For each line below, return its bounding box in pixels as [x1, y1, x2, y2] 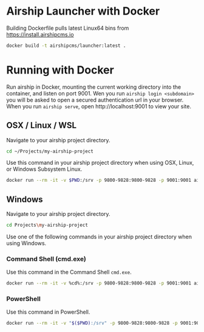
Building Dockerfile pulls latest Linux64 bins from [6, 24, 129, 32]
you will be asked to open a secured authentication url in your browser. [6, 96, 184, 103]
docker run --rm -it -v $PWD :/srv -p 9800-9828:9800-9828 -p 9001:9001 [6, 178, 191, 184]
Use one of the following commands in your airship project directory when [6, 233, 192, 240]
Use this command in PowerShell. [6, 308, 90, 316]
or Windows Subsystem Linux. [6, 165, 83, 173]
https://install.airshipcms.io [6, 30, 74, 38]
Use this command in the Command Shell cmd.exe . [6, 269, 132, 276]
